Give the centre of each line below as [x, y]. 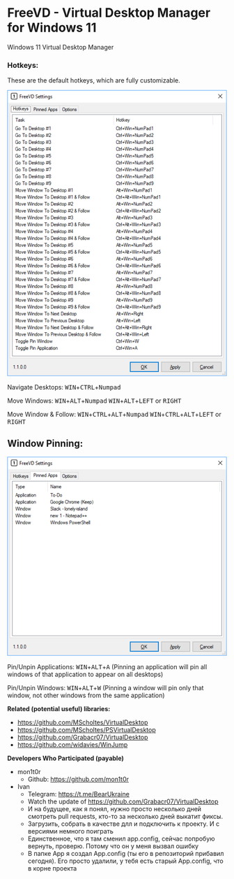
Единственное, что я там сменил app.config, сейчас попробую [121, 838]
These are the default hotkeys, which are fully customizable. [94, 80]
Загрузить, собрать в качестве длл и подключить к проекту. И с [124, 824]
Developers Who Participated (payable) [65, 758]
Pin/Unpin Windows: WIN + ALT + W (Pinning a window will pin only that [106, 687]
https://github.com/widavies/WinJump [72, 744]
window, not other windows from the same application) [86, 695]
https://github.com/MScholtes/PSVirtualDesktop [86, 729]
